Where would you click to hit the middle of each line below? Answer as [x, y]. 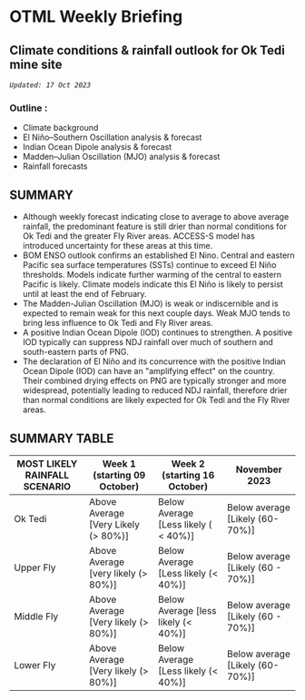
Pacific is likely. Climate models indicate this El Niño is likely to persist [152, 284]
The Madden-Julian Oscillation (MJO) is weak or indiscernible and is [150, 304]
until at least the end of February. [84, 294]
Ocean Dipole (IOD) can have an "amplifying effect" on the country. [148, 371]
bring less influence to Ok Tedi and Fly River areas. [118, 323]
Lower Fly [35, 665]
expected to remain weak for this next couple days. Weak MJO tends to [156, 313]
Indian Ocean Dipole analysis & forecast [97, 147]
